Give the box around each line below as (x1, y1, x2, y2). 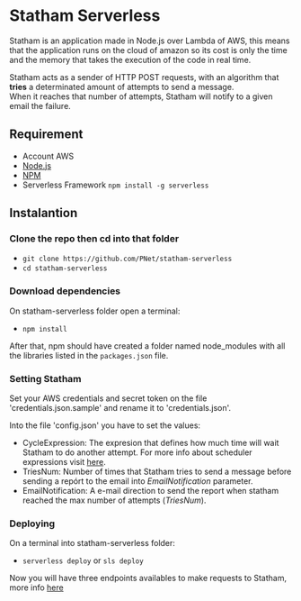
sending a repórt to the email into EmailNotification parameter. (22, 476, 253, 487)
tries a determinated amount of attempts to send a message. (9, 81, 235, 92)
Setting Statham (9, 372, 83, 385)
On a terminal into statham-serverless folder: (9, 538, 175, 549)
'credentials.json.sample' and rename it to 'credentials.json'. (9, 403, 232, 414)
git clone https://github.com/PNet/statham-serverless (22, 254, 233, 264)
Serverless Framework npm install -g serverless (22, 179, 209, 190)
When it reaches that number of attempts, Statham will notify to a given (9, 91, 273, 102)
